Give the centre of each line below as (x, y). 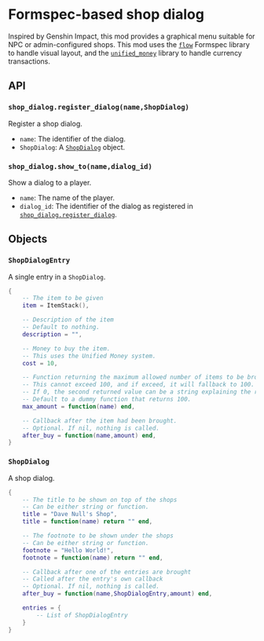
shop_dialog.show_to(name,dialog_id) (81, 166)
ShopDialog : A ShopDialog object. (72, 147)
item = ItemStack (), (56, 306)
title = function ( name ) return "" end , (88, 522)
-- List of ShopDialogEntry (82, 615)
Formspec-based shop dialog (106, 15)
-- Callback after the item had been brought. (100, 421)
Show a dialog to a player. (50, 182)
